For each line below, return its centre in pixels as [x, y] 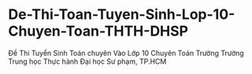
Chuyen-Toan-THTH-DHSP [98, 31]
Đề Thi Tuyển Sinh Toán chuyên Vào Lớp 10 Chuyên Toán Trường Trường [126, 53]
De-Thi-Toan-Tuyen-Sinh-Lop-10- [122, 15]
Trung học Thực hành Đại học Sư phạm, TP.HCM [87, 61]
